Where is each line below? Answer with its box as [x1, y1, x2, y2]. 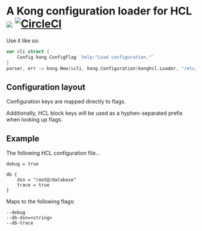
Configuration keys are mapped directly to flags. [6, 98, 126, 105]
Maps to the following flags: [6, 198, 75, 205]
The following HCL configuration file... [6, 149, 100, 157]
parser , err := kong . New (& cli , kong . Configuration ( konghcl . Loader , [6, 65, 179, 72]
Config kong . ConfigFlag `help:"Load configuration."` [17, 54, 155, 60]
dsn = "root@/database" [17, 177, 77, 183]
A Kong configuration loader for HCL [6, 4, 192, 18]
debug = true [6, 161, 39, 167]
